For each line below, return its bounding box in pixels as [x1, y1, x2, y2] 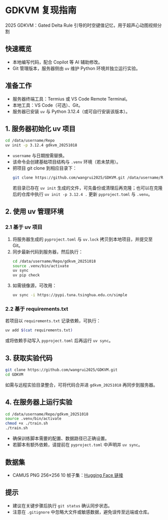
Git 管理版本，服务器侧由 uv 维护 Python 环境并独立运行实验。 [12, 65, 140, 71]
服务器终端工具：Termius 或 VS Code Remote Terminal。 [12, 96, 130, 102]
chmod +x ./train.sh [5, 421, 49, 426]
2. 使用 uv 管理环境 [5, 207, 64, 216]
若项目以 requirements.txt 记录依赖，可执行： [5, 318, 101, 324]
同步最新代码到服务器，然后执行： [12, 249, 83, 255]
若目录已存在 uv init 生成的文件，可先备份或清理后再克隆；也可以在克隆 [12, 185, 163, 191]
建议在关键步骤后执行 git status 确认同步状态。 [12, 502, 113, 508]
